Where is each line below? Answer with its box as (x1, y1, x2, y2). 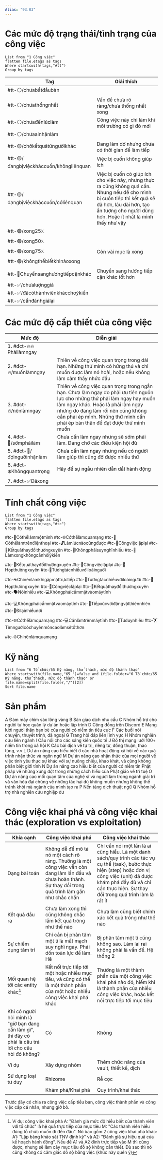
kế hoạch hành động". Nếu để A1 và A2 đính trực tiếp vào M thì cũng (12, 1139, 149, 1145)
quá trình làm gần (45, 888, 85, 895)
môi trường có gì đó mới (97, 122, 151, 129)
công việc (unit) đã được (97, 873, 153, 880)
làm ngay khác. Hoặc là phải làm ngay (57, 401, 144, 408)
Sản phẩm (5, 701, 47, 712)
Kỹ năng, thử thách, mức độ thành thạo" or (5, 676, 95, 681)
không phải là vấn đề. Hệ (97, 947, 154, 953)
